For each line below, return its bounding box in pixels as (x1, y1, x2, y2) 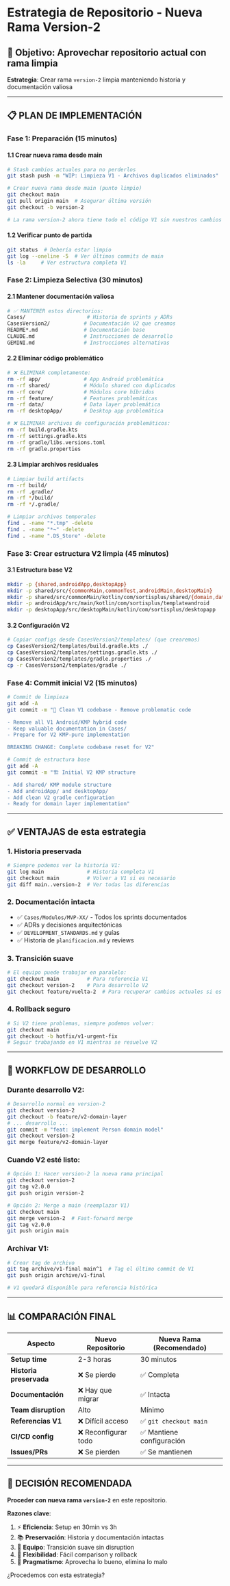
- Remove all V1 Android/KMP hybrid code (7, 718, 127, 726)
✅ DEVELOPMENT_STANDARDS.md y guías (16, 928, 120, 936)
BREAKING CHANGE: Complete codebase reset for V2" (7, 744, 155, 751)
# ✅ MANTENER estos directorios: (7, 307, 104, 315)
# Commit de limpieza (7, 694, 69, 700)
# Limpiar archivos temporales (7, 513, 97, 520)
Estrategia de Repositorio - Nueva (7, 5, 203, 21)
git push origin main (7, 1228, 69, 1234)
